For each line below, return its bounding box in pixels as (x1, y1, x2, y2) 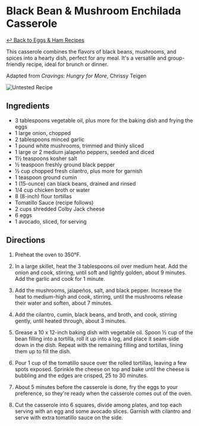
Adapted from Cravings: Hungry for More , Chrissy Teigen (6, 72, 147, 79)
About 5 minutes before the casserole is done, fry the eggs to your (14, 383, 178, 390)
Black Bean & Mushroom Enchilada (6, 4, 181, 18)
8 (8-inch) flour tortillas (14, 192, 72, 200)
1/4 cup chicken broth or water (14, 186, 90, 193)
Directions (6, 235, 46, 245)
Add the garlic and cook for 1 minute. (14, 275, 106, 282)
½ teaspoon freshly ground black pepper (14, 161, 115, 168)
